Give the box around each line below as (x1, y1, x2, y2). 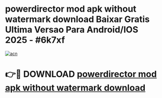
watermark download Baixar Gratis (5, 14, 150, 25)
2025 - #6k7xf (5, 35, 65, 46)
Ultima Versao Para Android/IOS (5, 24, 138, 35)
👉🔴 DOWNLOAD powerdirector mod (5, 69, 157, 80)
